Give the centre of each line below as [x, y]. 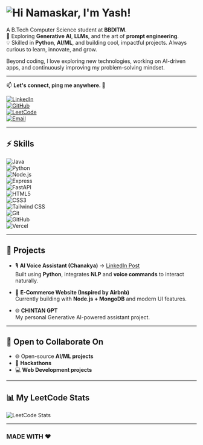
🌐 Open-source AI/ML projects [54, 356]
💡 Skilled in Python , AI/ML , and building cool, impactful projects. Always [97, 42]
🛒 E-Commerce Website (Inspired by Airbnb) [72, 292]
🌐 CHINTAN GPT [36, 310]
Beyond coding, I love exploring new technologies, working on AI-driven [96, 61]
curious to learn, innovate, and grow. [52, 49]
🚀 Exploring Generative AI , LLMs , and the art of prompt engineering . [93, 36]
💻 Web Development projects [53, 370]
